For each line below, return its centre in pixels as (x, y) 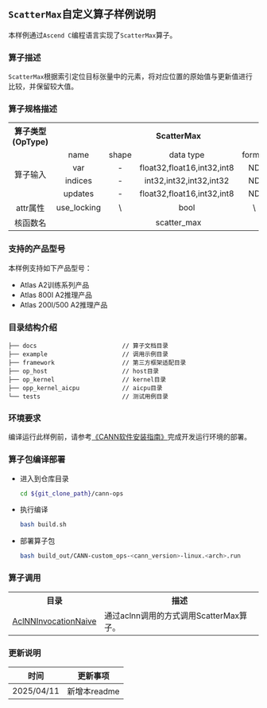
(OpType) (31, 142)
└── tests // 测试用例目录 (88, 397)
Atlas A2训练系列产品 (54, 284)
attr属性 (30, 208)
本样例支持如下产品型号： (50, 268)
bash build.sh (43, 525)
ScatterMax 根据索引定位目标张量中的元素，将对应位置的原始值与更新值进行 (130, 76)
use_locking (79, 208)
